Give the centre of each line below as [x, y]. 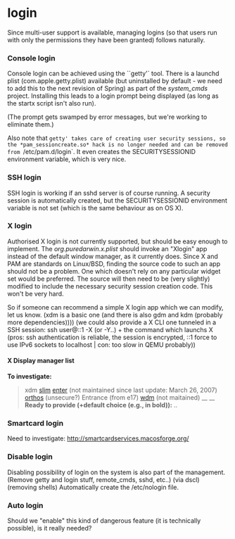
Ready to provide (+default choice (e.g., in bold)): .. [101, 405]
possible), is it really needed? [50, 528]
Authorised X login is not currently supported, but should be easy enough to [118, 241]
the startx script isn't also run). [52, 103]
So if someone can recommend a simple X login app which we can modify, [115, 307]
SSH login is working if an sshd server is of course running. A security [109, 193]
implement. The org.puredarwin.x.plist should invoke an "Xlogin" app [107, 248]
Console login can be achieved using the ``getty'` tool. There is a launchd [113, 74]
